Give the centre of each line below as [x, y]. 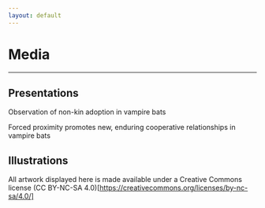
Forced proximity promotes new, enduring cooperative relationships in [122, 128]
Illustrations [38, 160]
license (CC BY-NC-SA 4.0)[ [54, 188]
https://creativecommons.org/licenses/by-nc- [174, 188]
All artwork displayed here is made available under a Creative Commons [125, 180]
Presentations [43, 93]
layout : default [35, 15]
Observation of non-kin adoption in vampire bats [87, 112]
